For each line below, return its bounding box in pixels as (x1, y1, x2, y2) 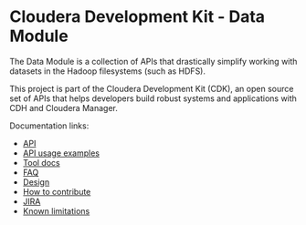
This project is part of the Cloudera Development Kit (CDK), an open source (9, 83, 294, 94)
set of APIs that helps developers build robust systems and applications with (9, 93, 297, 104)
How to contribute (22, 186, 91, 197)
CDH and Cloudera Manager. (9, 102, 119, 113)
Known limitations (22, 205, 90, 216)
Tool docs (22, 157, 61, 168)
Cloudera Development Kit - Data (9, 6, 266, 27)
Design (22, 176, 50, 188)
